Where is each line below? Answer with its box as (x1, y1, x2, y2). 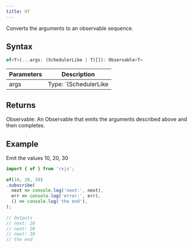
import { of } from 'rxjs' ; (6, 165, 75, 172)
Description (61, 70, 95, 79)
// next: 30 (6, 231, 35, 237)
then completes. (6, 122, 46, 129)
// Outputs (6, 215, 33, 220)
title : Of (6, 8, 31, 15)
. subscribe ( (6, 182, 35, 188)
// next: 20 (6, 226, 35, 232)
